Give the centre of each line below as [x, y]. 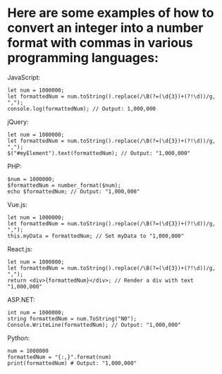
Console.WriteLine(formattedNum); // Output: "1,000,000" [94, 325]
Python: [19, 338]
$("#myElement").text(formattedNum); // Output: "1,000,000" [99, 153]
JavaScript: [24, 77]
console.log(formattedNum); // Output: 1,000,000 [82, 108]
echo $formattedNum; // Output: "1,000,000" [74, 192]
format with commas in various [100, 43]
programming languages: [83, 58]
